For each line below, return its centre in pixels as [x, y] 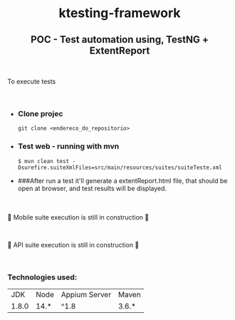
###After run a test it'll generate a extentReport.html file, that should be [122, 180]
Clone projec [40, 113]
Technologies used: [42, 277]
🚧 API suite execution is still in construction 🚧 [73, 244]
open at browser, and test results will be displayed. [92, 188]
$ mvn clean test [43, 161]
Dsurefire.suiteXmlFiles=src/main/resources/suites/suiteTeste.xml [120, 167]
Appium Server [86, 294]
